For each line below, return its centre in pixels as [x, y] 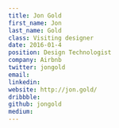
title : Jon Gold [35, 16]
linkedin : [25, 82]
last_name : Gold [35, 30]
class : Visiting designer [51, 38]
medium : [21, 112]
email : [19, 75]
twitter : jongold [37, 68]
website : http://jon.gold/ [53, 89]
